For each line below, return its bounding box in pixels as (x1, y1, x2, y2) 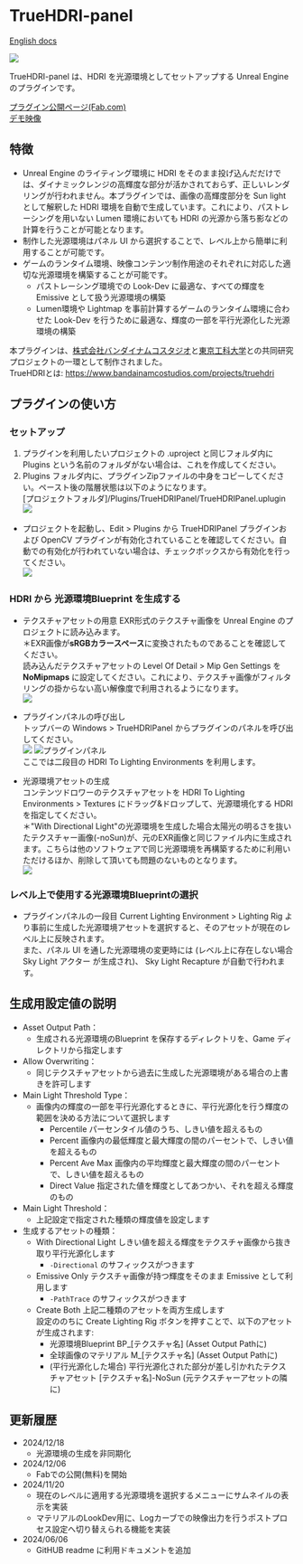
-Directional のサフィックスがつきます (49, 1258, 196, 1270)
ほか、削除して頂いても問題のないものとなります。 (53, 854, 243, 865)
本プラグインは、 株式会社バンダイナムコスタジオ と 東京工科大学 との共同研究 (9, 344, 294, 355)
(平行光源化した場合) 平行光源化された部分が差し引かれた (49, 1361, 263, 1371)
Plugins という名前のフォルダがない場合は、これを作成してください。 (22, 459, 281, 470)
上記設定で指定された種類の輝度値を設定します (35, 1213, 210, 1225)
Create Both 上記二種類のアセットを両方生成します (35, 1304, 225, 1315)
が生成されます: (35, 1326, 95, 1338)
